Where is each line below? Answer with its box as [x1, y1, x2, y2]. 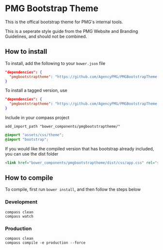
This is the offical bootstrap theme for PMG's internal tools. [5, 19, 123, 25]
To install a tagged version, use [5, 88, 67, 94]
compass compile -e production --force [5, 240, 86, 245]
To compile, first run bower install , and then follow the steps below [5, 187, 141, 192]
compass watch [5, 214, 34, 219]
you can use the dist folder [5, 151, 59, 156]
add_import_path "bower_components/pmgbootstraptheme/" [5, 124, 120, 129]
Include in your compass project [5, 115, 69, 120]
